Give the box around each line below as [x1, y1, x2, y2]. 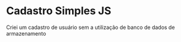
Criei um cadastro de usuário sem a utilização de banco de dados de [6, 24, 175, 31]
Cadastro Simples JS [6, 4, 111, 18]
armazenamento [6, 30, 46, 37]
